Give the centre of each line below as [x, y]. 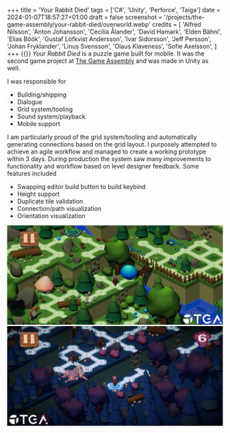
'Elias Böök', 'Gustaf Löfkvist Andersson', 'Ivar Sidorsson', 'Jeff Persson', [109, 39]
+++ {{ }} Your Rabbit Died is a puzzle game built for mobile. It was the [106, 53]
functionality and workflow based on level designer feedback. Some [103, 166]
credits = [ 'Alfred [177, 24]
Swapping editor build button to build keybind [81, 187]
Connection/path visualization [59, 209]
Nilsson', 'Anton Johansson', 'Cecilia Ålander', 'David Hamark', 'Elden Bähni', [115, 32]
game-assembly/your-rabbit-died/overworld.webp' [79, 24]
